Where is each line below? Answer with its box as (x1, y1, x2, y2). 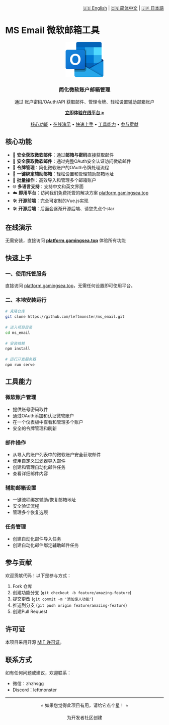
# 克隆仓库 (5, 309, 25, 314)
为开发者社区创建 (67, 714, 102, 720)
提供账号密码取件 (12, 406, 48, 412)
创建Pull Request (12, 608, 48, 615)
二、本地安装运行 (5, 296, 47, 303)
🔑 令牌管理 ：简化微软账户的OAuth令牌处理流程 (12, 164, 109, 170)
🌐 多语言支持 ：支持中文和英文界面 (12, 183, 84, 189)
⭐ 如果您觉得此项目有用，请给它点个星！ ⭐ (40, 702, 129, 708)
